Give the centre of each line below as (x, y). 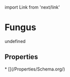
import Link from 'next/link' (32, 7)
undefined (15, 41)
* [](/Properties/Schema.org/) (35, 69)
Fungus (21, 27)
